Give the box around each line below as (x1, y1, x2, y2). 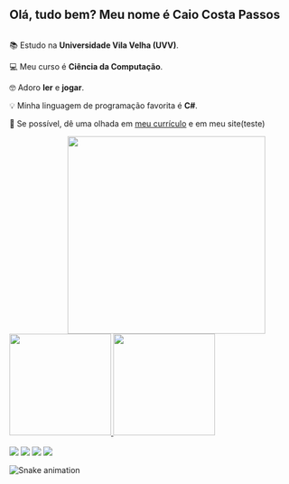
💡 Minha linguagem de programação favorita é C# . (9, 99, 199, 111)
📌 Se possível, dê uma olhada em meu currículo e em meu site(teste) (9, 117, 266, 129)
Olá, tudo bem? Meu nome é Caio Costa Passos (9, 7, 281, 23)
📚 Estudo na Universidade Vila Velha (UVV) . (9, 40, 179, 51)
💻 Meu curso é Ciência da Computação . (9, 60, 163, 71)
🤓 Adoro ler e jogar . (9, 81, 84, 93)
